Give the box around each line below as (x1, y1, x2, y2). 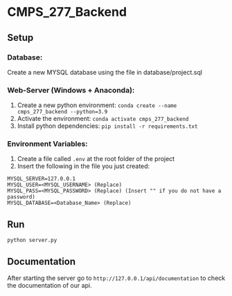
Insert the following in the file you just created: (17, 162, 150, 170)
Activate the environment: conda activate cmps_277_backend (17, 115, 189, 123)
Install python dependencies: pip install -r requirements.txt (17, 122, 198, 130)
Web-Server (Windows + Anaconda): (7, 85, 135, 95)
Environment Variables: (7, 139, 88, 149)
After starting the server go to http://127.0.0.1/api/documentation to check (7, 274, 226, 282)
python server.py (7, 237, 57, 244)
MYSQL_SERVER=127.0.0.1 (7, 176, 76, 183)
